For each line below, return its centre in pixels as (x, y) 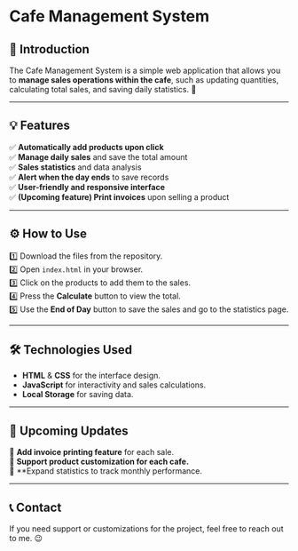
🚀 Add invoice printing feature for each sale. (92, 452)
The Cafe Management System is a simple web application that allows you (145, 70)
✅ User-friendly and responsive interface (87, 187)
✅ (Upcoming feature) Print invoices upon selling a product (119, 196)
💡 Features (40, 126)
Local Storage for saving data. (78, 395)
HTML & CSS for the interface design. (91, 376)
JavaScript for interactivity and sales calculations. (114, 385)
